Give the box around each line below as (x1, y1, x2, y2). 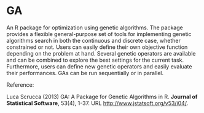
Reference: (6, 81, 34, 89)
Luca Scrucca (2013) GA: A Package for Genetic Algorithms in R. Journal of (6, 93, 198, 100)
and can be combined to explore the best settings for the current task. (6, 56, 184, 64)
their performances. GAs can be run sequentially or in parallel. (6, 69, 164, 76)
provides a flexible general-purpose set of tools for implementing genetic (6, 30, 192, 37)
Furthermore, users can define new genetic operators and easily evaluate (6, 62, 192, 70)
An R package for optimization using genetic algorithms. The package (6, 24, 183, 31)
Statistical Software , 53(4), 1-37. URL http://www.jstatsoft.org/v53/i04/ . (6, 99, 189, 107)
